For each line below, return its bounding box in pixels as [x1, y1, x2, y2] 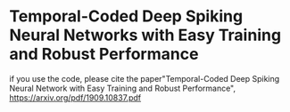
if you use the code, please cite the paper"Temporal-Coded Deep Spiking [9, 73, 280, 84]
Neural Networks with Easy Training [9, 25, 282, 45]
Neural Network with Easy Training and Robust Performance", [9, 83, 236, 93]
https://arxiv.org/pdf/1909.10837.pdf [9, 92, 141, 103]
